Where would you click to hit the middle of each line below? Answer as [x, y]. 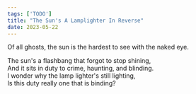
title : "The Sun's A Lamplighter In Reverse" [75, 20]
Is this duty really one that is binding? [62, 83]
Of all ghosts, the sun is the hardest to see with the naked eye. [98, 47]
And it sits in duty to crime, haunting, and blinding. [81, 69]
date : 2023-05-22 [33, 27]
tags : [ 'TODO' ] [30, 14]
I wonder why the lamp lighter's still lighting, [71, 76]
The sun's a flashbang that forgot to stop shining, [79, 61]
